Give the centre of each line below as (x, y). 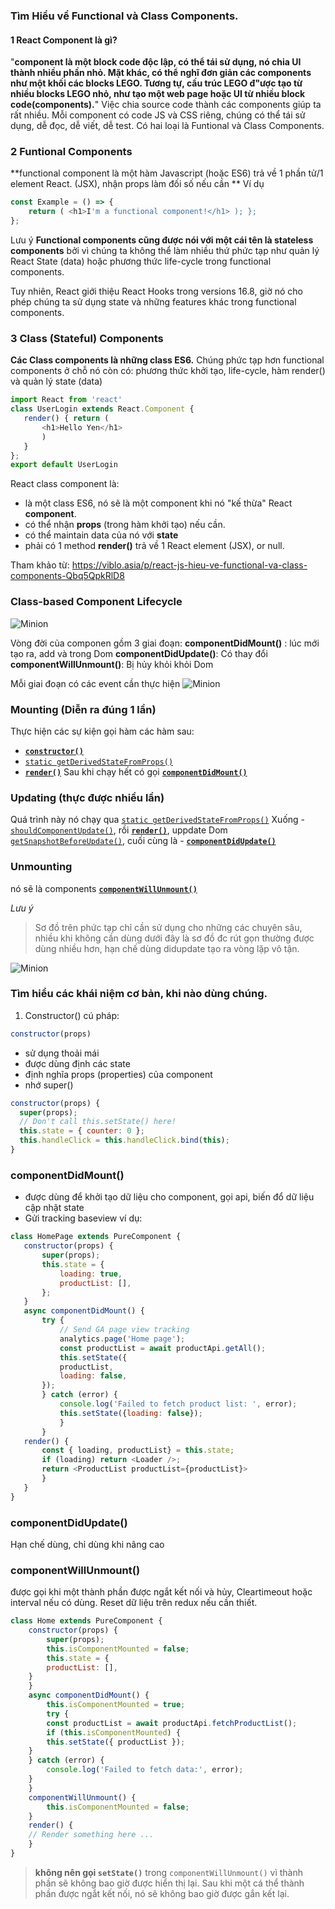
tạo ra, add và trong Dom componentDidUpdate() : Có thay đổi (139, 653)
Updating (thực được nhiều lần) (87, 797)
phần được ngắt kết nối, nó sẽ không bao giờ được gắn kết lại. (162, 1893)
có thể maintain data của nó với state (101, 535)
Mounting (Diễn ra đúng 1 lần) (83, 709)
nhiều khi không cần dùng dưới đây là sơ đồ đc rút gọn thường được (174, 938)
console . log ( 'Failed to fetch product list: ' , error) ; (178, 1404)
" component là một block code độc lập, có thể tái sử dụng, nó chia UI (156, 62)
